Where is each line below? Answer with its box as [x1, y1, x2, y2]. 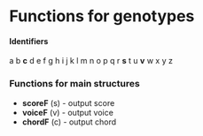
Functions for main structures [9, 78, 140, 90]
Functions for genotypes [9, 6, 195, 26]
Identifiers [9, 35, 49, 46]
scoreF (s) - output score [21, 97, 115, 108]
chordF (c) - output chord [21, 117, 117, 127]
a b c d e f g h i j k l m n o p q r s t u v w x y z [9, 56, 173, 66]
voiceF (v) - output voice [21, 107, 113, 117]
